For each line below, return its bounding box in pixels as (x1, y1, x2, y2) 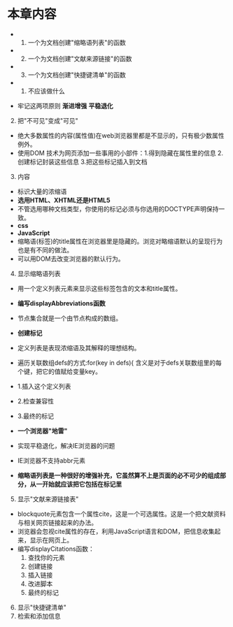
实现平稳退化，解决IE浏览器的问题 (17, 441, 115, 449)
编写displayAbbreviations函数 (17, 298, 106, 308)
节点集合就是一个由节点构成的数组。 (17, 314, 122, 322)
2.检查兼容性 (17, 396, 55, 405)
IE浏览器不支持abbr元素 (17, 456, 86, 465)
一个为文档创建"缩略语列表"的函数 (27, 38, 126, 46)
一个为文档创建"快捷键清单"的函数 (27, 71, 126, 79)
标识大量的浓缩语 (17, 187, 67, 196)
